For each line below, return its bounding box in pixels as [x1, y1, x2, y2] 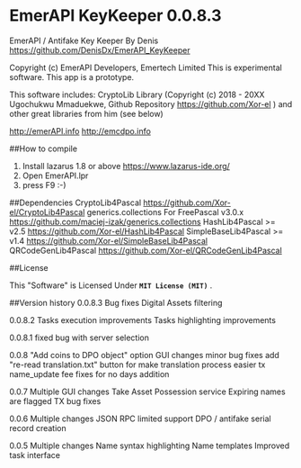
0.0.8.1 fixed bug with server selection [9, 332, 150, 343]
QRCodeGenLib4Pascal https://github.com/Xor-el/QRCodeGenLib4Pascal [9, 245, 283, 256]
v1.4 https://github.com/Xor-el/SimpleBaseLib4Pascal [9, 235, 208, 246]
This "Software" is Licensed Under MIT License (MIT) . [9, 280, 213, 291]
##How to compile [9, 143, 78, 154]
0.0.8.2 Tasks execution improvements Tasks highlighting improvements [9, 314, 277, 325]
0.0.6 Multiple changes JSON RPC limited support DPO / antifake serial [9, 413, 271, 424]
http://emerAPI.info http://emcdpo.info [9, 125, 151, 136]
